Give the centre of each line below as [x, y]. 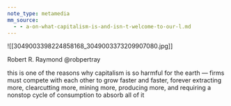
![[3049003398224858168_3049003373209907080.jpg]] [90, 46]
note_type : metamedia [39, 14]
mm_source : [23, 20]
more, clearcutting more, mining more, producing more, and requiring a [109, 88]
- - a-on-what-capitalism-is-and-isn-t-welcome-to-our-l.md [102, 26]
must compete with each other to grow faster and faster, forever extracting [114, 80]
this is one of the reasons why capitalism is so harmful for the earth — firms [116, 73]
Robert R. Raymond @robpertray [54, 60]
